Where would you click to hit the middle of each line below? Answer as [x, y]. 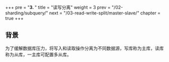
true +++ [15, 18]
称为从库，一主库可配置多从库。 [38, 54]
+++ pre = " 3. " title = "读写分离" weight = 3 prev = [58, 7]
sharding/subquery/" [27, 13]
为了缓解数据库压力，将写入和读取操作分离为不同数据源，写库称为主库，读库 [84, 48]
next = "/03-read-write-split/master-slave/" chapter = [105, 13]
